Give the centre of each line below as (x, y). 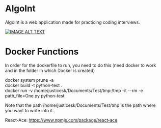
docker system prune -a (29, 80)
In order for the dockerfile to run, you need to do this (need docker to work (80, 65)
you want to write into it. (29, 110)
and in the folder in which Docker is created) (50, 70)
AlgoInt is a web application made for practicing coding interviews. (73, 22)
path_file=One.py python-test (35, 96)
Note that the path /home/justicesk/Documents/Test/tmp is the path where (80, 105)
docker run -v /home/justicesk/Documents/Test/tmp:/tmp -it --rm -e (74, 90)
